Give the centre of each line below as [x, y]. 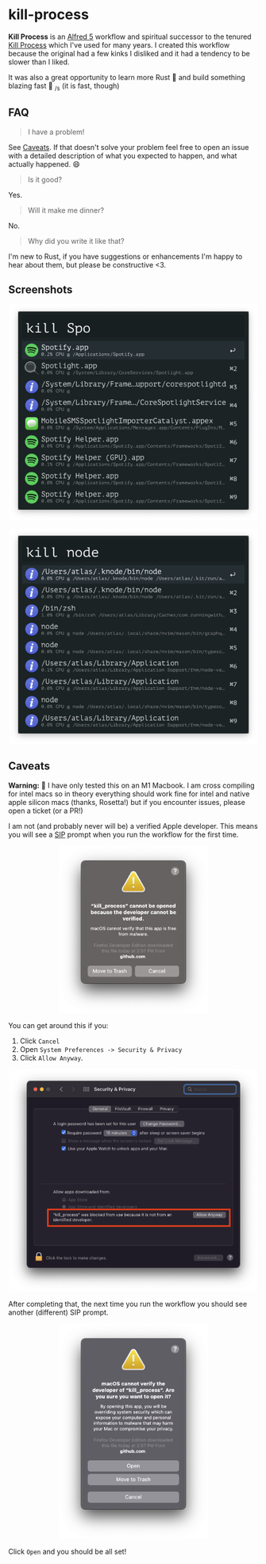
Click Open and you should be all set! [67, 1551]
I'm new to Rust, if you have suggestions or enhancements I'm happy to [125, 256]
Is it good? [44, 179]
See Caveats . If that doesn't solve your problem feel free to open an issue [129, 147]
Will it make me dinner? [66, 210]
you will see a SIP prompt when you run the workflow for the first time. [123, 834]
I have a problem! [56, 132]
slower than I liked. [39, 62]
